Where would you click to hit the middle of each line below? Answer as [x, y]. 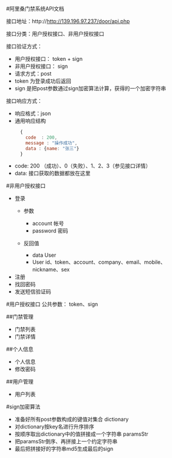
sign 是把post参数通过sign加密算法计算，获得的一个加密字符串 [90, 88]
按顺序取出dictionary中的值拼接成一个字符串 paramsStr [81, 434]
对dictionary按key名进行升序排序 [54, 427]
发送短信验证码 [33, 292]
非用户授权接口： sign [41, 66]
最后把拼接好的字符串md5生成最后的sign [64, 449]
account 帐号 [48, 224]
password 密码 [50, 231]
